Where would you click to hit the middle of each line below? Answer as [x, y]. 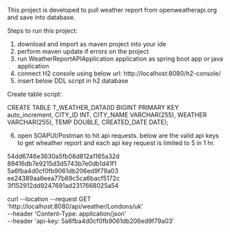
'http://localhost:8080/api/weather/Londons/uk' [75, 206]
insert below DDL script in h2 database [73, 81]
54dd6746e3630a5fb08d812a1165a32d [63, 156]
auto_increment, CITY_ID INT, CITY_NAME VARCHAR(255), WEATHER [107, 115]
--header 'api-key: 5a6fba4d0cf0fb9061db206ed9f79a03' [91, 221]
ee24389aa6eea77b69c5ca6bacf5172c [63, 178]
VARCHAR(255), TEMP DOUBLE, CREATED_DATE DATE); [88, 122]
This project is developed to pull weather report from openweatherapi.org [112, 10]
